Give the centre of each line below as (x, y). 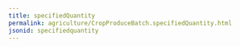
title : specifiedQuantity (52, 16)
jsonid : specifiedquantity (54, 30)
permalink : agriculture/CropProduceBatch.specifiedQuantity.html (120, 23)
